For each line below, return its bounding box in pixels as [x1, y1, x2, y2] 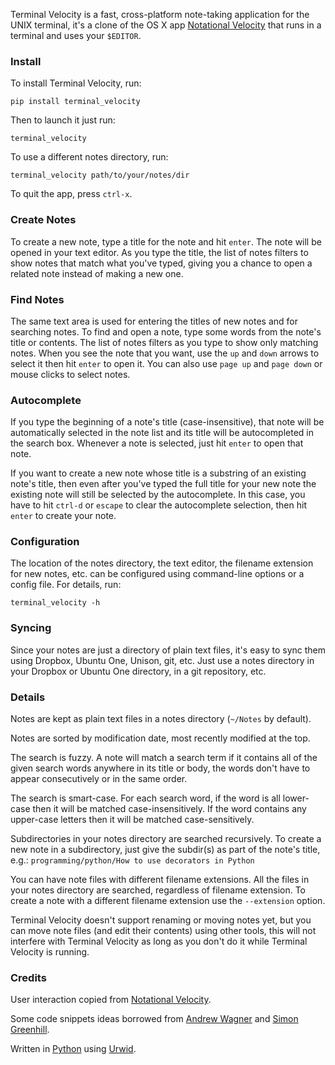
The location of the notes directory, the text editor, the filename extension [10, 557, 314, 569]
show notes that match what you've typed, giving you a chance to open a [10, 257, 313, 269]
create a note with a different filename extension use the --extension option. [10, 895, 326, 907]
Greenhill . [10, 1024, 50, 1036]
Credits [10, 971, 47, 984]
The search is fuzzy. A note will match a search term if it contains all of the [10, 752, 318, 764]
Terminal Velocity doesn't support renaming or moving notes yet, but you [10, 914, 312, 926]
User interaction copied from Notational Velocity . [10, 994, 212, 1006]
